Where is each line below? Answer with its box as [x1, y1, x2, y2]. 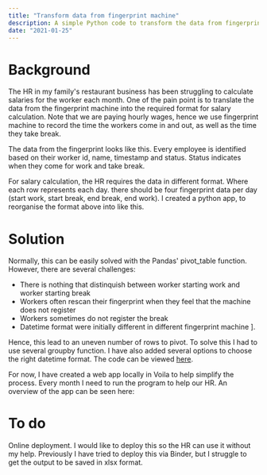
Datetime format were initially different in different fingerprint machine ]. [19, 322, 256, 332]
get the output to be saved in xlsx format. [8, 458, 143, 467]
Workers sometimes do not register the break [19, 314, 168, 323]
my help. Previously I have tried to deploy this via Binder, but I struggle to [8, 450, 248, 459]
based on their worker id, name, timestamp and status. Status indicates [8, 153, 242, 163]
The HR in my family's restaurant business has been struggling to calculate [8, 87, 253, 96]
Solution [8, 230, 65, 248]
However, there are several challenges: [8, 265, 136, 274]
